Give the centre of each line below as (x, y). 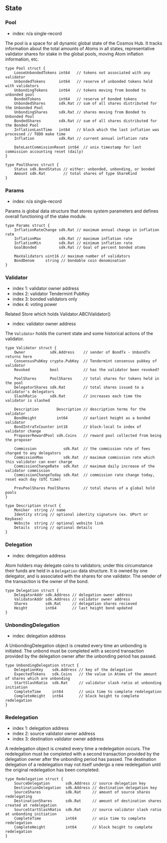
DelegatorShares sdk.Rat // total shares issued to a (79, 388)
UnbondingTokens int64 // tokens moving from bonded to (80, 90)
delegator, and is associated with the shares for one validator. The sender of (83, 576)
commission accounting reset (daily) (44, 152)
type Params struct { (28, 225)
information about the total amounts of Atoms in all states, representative (80, 48)
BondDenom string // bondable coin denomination (70, 260)
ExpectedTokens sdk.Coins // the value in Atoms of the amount (85, 674)
